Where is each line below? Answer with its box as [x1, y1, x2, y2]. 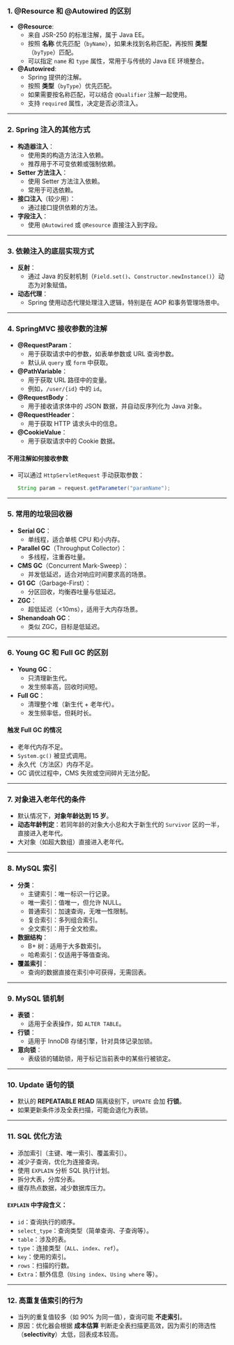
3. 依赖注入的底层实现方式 [7, 246, 95, 256]
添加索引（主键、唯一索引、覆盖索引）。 [17, 1148, 131, 1157]
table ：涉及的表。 [17, 1235, 70, 1243]
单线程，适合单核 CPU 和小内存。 [27, 535, 124, 543]
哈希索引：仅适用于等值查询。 [27, 950, 114, 959]
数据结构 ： [17, 933, 49, 941]
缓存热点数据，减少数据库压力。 [17, 1183, 109, 1192]
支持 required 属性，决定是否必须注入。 [27, 99, 142, 107]
